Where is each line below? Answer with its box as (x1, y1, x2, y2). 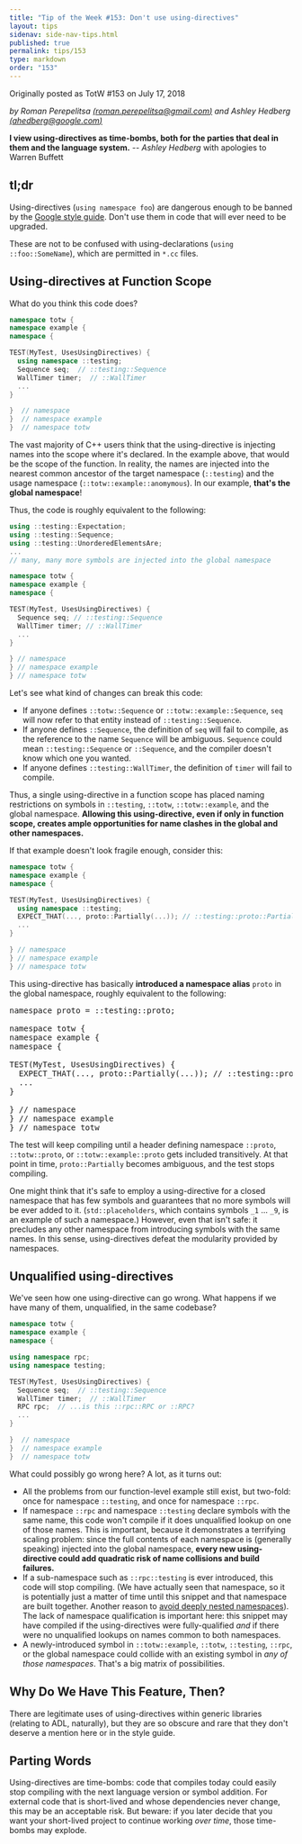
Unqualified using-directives (9, 1269, 173, 1284)
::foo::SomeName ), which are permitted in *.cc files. (9, 248, 200, 258)
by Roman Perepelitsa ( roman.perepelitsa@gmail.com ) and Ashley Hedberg (9, 105, 291, 116)
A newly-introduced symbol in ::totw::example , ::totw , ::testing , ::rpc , (22, 1639, 293, 1650)
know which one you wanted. (22, 753, 132, 764)
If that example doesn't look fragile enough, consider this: (9, 845, 223, 855)
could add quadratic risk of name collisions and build (58, 1552, 261, 1563)
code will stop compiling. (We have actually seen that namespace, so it (22, 1581, 286, 1592)
